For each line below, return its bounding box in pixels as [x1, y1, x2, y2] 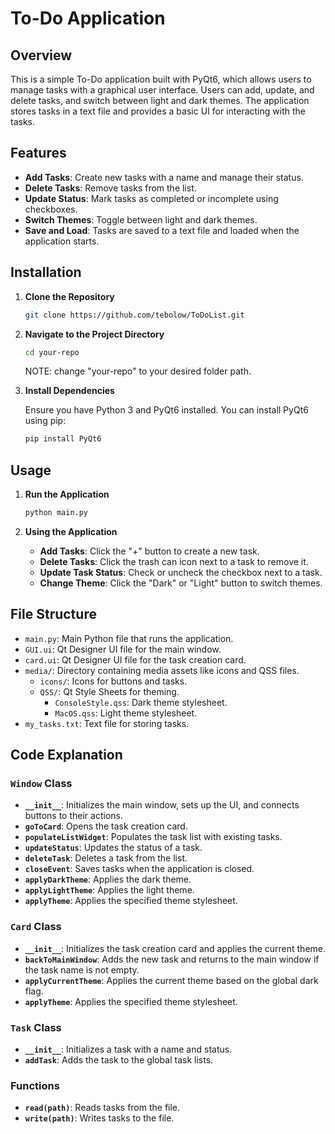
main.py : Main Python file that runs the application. [24, 632, 234, 644]
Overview [10, 47, 73, 64]
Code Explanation [10, 747, 123, 764]
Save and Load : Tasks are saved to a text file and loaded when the [24, 224, 300, 236]
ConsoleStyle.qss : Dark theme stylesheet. [54, 696, 228, 708]
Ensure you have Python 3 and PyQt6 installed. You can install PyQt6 [24, 404, 309, 416]
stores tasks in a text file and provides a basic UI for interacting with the [10, 105, 306, 117]
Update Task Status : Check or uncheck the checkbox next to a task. [39, 566, 323, 578]
